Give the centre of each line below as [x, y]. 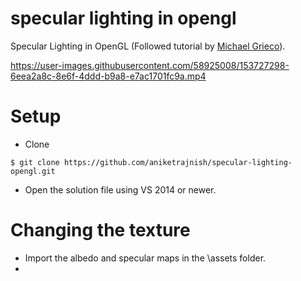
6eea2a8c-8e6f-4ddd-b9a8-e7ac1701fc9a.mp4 [108, 76]
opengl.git [33, 171]
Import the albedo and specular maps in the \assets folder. [145, 258]
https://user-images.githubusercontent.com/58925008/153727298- [150, 65]
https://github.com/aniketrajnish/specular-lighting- [178, 162]
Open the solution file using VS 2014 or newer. [120, 189]
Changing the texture [100, 230]
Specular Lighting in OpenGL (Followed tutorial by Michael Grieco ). [148, 46]
